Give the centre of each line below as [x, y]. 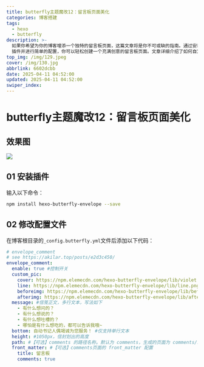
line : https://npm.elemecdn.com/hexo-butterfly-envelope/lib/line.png [108, 286]
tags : [13, 23]
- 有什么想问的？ [36, 308]
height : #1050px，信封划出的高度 [50, 337]
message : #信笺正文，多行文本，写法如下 [57, 303]
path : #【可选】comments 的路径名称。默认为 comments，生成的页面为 [91, 342]
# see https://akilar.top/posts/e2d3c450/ [61, 258]
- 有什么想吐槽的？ [38, 320]
